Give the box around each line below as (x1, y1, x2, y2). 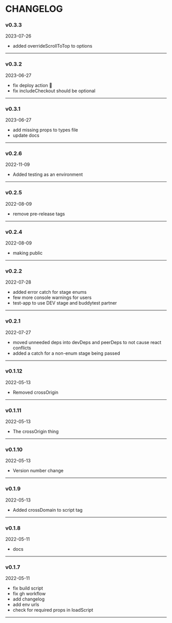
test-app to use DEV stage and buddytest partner (12, 300, 117, 306)
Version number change (12, 468, 64, 474)
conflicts (12, 345, 32, 351)
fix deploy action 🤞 (12, 82, 53, 88)
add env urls (12, 601, 39, 608)
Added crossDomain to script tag (12, 507, 83, 513)
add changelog (12, 596, 45, 602)
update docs (12, 132, 39, 138)
